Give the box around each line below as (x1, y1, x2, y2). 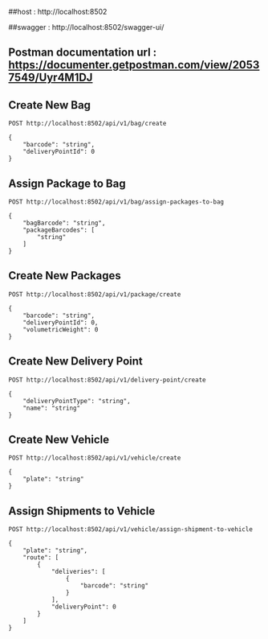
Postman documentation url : (8, 46, 157, 60)
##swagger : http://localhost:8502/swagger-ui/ (8, 23, 164, 31)
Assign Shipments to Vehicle (8, 504, 156, 517)
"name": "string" (22, 404, 81, 412)
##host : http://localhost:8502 (8, 7, 108, 16)
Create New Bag (8, 98, 91, 112)
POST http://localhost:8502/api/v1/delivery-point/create (8, 376, 206, 384)
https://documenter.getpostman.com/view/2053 (8, 58, 260, 72)
